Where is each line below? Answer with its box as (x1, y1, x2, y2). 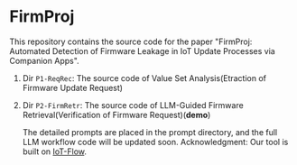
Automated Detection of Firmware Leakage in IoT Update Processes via (9, 45, 275, 56)
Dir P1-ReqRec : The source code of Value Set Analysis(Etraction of (22, 72, 267, 83)
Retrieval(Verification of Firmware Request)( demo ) (22, 109, 211, 120)
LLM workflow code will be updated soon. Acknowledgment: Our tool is (22, 136, 289, 147)
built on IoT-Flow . (22, 146, 88, 157)
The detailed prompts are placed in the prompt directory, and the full (22, 126, 278, 137)
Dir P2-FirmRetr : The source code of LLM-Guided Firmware (22, 99, 244, 110)
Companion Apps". (9, 55, 79, 66)
